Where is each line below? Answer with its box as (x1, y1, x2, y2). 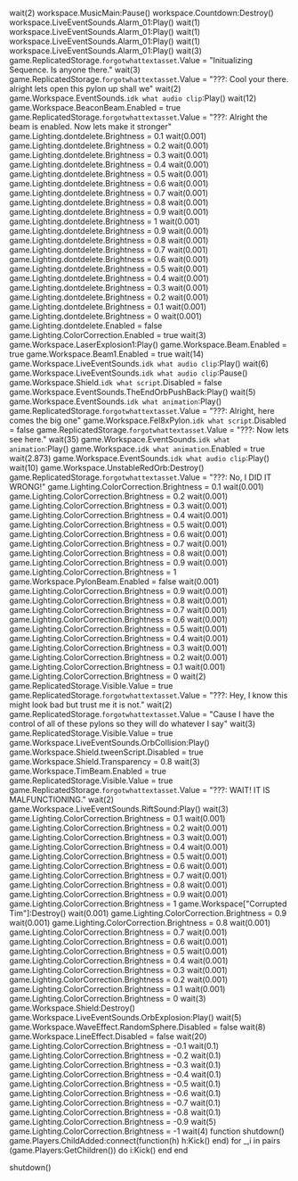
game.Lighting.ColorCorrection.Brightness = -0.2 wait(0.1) (9, 1050, 221, 1061)
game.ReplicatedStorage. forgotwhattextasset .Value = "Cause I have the (9, 709, 275, 719)
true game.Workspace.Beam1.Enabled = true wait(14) (9, 349, 205, 359)
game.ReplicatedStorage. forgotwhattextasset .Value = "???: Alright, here (9, 406, 275, 416)
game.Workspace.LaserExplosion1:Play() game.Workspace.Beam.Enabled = (9, 339, 287, 350)
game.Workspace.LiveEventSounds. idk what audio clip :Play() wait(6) (9, 359, 269, 368)
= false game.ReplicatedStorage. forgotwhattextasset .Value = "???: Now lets (9, 425, 289, 435)
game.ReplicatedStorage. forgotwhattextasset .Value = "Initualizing (9, 55, 254, 65)
